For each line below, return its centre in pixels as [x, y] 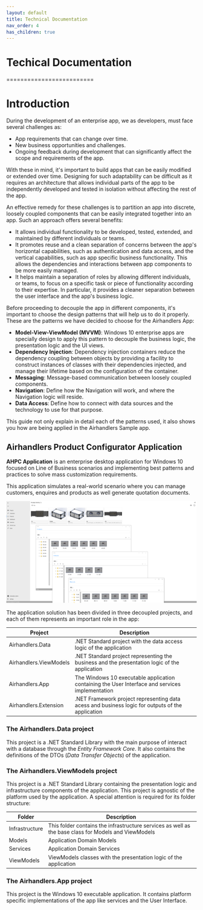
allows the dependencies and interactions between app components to [103, 264]
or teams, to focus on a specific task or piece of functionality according [104, 283]
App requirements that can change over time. [71, 139]
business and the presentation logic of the [127, 662]
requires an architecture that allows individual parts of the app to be [91, 183]
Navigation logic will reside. [49, 397]
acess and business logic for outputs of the [128, 705]
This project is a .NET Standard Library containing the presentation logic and [101, 784]
